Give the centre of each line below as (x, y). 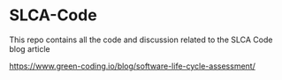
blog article (30, 48)
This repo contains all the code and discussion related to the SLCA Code (141, 40)
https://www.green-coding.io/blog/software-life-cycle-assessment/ (133, 66)
